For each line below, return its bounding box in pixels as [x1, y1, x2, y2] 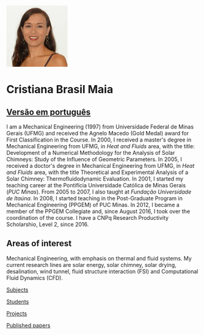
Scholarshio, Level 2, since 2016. [6, 220, 89, 228]
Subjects [6, 286, 29, 293]
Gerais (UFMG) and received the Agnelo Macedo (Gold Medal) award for [6, 130, 189, 137]
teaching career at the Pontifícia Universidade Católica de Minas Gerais [6, 182, 186, 189]
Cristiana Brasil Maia [6, 83, 114, 97]
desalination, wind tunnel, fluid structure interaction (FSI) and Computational [6, 268, 199, 275]
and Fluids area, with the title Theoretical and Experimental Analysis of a [6, 168, 189, 176]
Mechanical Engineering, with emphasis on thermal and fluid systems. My [6, 254, 192, 262]
